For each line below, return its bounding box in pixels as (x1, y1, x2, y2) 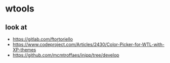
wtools (5, 3, 34, 14)
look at (5, 23, 27, 31)
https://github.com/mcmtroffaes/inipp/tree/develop (12, 52, 120, 58)
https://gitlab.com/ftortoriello (12, 36, 73, 42)
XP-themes (12, 47, 36, 52)
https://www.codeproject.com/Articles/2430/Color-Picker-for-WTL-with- (12, 41, 165, 47)
